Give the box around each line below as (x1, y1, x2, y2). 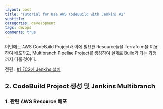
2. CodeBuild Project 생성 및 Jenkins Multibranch (5, 82, 156, 90)
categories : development (5, 21, 56, 26)
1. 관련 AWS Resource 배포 (5, 98, 67, 105)
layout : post (5, 7, 32, 12)
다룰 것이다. (14, 56, 37, 62)
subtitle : (5, 16, 25, 21)
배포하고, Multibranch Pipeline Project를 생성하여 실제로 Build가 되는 (14, 50, 148, 56)
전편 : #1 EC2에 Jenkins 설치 (5, 66, 61, 72)
